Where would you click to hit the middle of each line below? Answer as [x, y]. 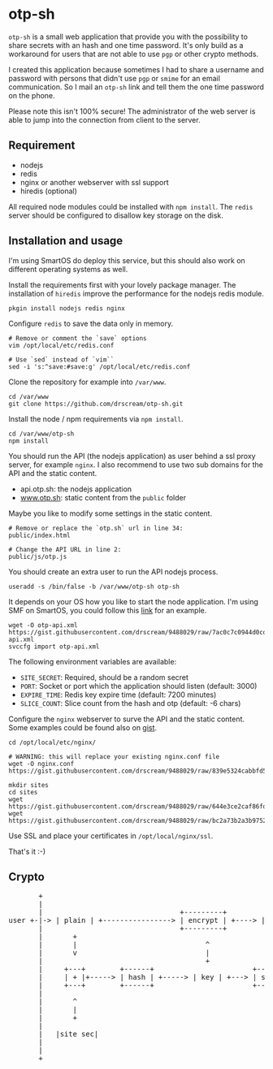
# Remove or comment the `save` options [78, 338]
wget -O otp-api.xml [43, 625]
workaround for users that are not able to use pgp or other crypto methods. [133, 54]
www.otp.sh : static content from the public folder [103, 497]
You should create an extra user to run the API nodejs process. [113, 571]
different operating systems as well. [68, 269]
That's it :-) [27, 851]
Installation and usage [66, 241]
